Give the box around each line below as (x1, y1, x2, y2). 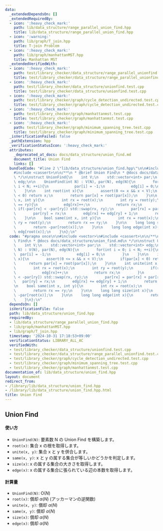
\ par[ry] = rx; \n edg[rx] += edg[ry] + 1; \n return (14, 279, 158, 284)
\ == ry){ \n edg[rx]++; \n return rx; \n (14, 202, 142, 207)
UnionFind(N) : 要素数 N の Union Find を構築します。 (12, 436, 117, 442)
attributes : (9, 148, 34, 153)
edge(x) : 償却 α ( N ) (12, 520, 49, 526)
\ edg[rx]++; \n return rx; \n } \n (14, 270, 145, 275)
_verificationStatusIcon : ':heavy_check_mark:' (9, 143, 108, 148)
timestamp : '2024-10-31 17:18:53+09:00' (9, 334, 92, 338)
